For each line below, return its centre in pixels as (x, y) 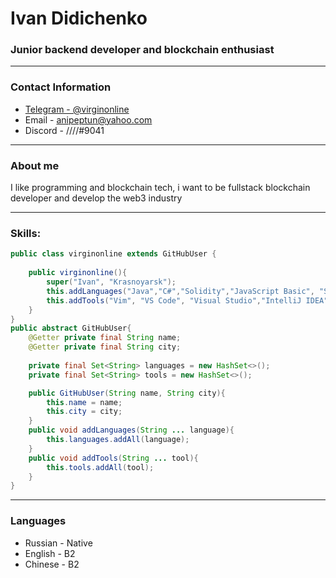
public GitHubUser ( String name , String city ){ (127, 393)
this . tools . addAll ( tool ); (100, 467)
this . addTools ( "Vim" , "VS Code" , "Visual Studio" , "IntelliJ (174, 300)
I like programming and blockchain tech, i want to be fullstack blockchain (160, 188)
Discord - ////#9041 (64, 130)
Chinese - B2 (52, 564)
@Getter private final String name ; (105, 338)
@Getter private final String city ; (105, 347)
